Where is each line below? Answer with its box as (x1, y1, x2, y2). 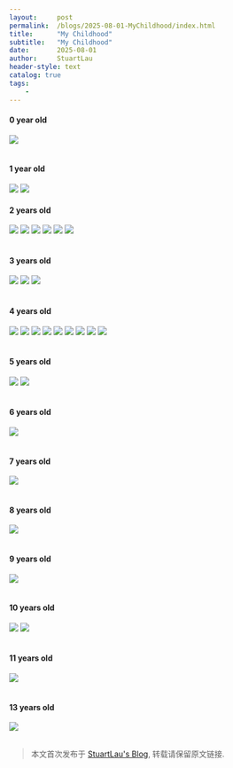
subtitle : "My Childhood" (9, 37, 113, 47)
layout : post (9, 12, 74, 22)
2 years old (9, 205, 51, 216)
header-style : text (9, 63, 82, 72)
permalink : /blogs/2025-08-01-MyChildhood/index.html (9, 21, 216, 30)
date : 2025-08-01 (9, 46, 97, 55)
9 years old (9, 553, 51, 564)
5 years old (9, 357, 51, 367)
